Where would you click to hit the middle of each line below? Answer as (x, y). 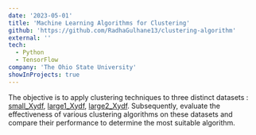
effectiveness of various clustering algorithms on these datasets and (120, 114)
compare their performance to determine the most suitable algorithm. (122, 122)
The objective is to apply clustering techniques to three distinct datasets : (128, 97)
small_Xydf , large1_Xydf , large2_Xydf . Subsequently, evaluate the (114, 106)
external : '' (30, 38)
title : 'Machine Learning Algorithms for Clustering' (99, 23)
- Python (30, 52)
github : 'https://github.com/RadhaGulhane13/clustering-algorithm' (122, 30)
